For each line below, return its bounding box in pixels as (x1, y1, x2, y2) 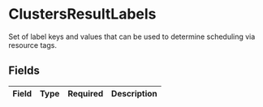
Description (110, 88, 158, 99)
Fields (8, 64, 41, 78)
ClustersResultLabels (8, 5, 157, 24)
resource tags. (8, 40, 57, 49)
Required (67, 88, 104, 99)
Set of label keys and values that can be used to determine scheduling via (8, 32, 256, 41)
